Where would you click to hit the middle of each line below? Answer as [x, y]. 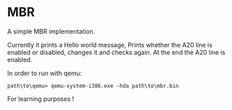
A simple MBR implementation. [51, 31]
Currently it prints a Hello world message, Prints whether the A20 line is [110, 45]
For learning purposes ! [41, 99]
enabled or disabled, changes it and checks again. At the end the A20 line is [116, 52]
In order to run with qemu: [45, 73]
